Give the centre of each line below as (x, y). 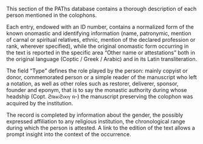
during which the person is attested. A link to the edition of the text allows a (101, 128)
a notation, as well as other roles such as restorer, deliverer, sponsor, (92, 83)
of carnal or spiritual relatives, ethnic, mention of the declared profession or (101, 40)
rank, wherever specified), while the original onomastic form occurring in (98, 46)
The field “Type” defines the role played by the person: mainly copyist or (97, 71)
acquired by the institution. (40, 103)
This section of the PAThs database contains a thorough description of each (101, 9)
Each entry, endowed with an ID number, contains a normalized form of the (100, 27)
